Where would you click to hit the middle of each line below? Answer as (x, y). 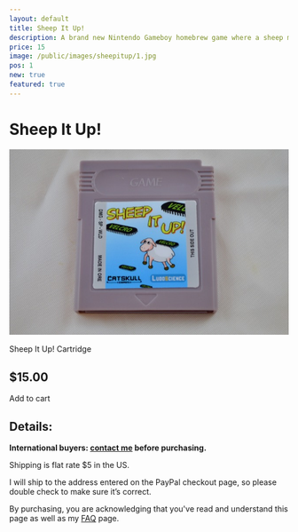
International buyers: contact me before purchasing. (108, 448)
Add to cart (30, 399)
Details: (31, 426)
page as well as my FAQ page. (64, 518)
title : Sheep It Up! (47, 28)
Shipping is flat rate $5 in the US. (70, 465)
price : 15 (27, 47)
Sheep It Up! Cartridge (50, 349)
